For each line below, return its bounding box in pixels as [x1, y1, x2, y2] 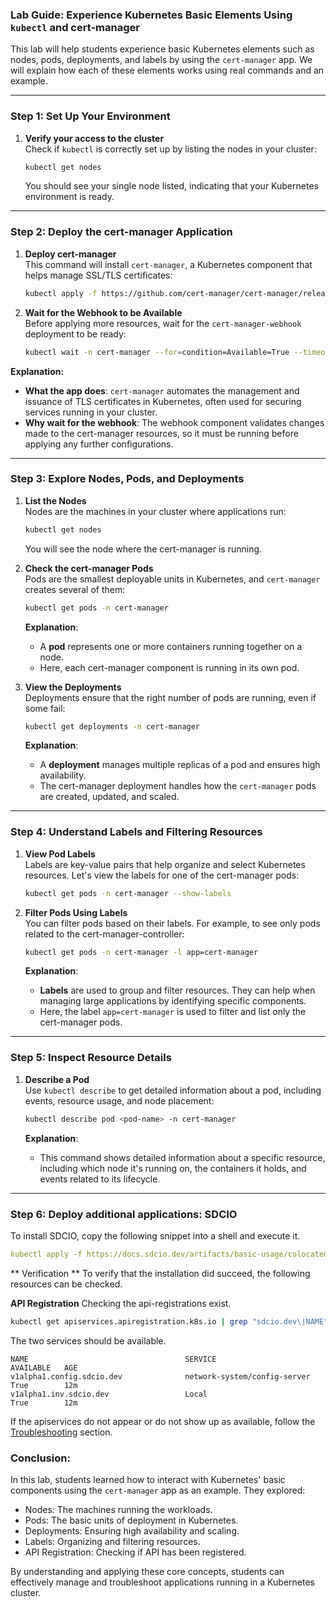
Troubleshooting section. [10, 1426, 113, 1438]
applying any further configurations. [24, 438, 174, 450]
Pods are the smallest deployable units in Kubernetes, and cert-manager [24, 573, 321, 585]
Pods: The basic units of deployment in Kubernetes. [24, 1514, 239, 1526]
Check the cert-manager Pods [24, 562, 154, 574]
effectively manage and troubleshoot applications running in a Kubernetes [10, 1576, 315, 1588]
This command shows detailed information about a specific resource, [39, 1151, 326, 1163]
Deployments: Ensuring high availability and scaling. [24, 1525, 240, 1537]
